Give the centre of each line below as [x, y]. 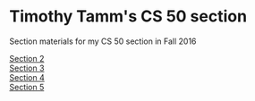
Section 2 [27, 58]
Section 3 [27, 68]
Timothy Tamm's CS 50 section [128, 17]
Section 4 [27, 77]
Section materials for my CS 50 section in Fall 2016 [103, 41]
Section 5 [27, 87]
